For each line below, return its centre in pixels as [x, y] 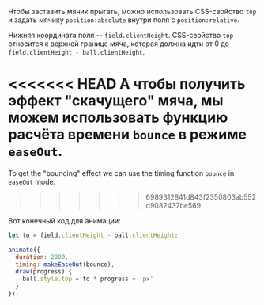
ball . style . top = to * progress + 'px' [88, 279]
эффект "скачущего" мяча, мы [116, 101]
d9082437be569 [173, 205]
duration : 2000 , [42, 257]
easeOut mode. [32, 181]
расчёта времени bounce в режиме [128, 135]
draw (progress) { [44, 272]
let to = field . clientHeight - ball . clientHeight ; [93, 235]
